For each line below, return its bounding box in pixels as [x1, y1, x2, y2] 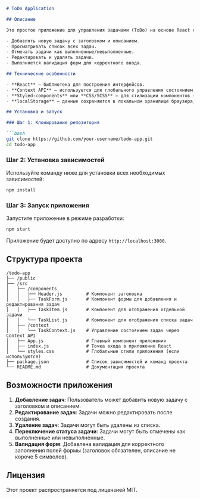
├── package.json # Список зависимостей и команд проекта [6, 358, 187, 365]
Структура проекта [6, 254, 83, 265]
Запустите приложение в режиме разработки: [6, 215, 124, 222]
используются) [6, 354, 42, 359]
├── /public [6, 275, 36, 281]
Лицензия [6, 470, 45, 481]
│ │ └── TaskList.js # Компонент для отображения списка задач [6, 317, 193, 323]
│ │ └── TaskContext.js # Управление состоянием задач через [6, 327, 180, 333]
